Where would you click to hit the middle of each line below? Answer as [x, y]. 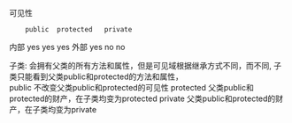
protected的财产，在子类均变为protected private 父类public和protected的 [142, 98]
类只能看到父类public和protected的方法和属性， [96, 76]
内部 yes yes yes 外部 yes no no [67, 47]
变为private [76, 109]
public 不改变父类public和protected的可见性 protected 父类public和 [131, 87]
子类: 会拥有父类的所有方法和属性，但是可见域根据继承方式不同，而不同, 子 [145, 65]
